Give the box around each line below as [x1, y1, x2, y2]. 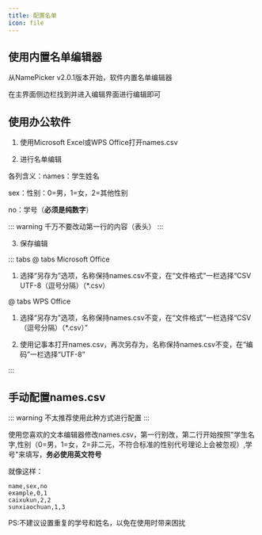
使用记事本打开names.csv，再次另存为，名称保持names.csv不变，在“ [19, 340, 247, 350]
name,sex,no [8, 482, 47, 490]
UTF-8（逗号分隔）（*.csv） [19, 281, 110, 290]
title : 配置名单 [8, 11, 57, 20]
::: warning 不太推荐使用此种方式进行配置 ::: [8, 413, 150, 422]
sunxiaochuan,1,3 [8, 503, 66, 511]
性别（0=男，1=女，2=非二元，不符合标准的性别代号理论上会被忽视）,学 [17, 439, 253, 449]
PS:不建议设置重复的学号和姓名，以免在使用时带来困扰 [8, 518, 186, 527]
